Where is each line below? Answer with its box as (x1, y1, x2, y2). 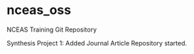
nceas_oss (6, 2, 72, 18)
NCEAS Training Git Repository (6, 25, 97, 34)
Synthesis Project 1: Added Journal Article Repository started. (6, 39, 188, 47)
